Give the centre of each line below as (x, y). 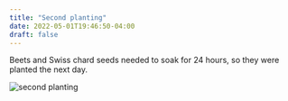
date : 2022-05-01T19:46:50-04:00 (72, 26)
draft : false (34, 34)
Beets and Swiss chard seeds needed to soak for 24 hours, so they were (144, 60)
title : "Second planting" (58, 18)
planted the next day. (49, 69)
